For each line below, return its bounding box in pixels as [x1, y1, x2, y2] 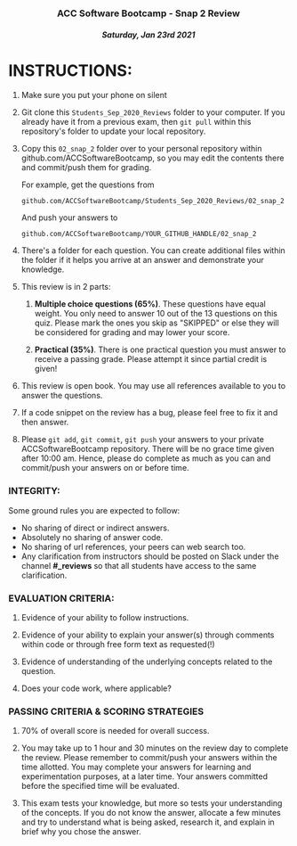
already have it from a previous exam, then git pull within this [20, 117, 252, 127]
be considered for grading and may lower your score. [34, 327, 230, 338]
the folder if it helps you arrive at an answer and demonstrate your [20, 255, 264, 266]
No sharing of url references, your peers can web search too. [20, 541, 246, 552]
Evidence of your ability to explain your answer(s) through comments [20, 629, 275, 640]
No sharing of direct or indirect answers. [20, 522, 170, 533]
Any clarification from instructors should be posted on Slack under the [20, 551, 279, 562]
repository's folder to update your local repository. [20, 126, 206, 136]
